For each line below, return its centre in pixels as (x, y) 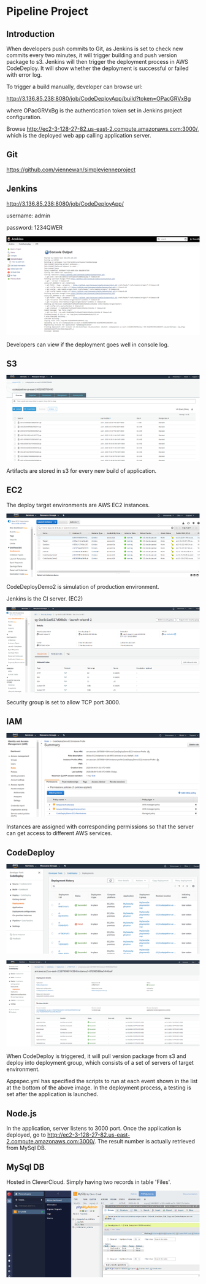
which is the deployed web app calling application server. (79, 135)
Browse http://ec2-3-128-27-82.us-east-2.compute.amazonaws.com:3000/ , (103, 129)
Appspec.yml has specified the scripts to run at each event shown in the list (102, 1081)
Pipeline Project (48, 11)
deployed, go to (26, 1135)
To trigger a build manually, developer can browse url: (74, 87)
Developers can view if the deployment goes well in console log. (88, 344)
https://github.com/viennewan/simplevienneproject (71, 169)
